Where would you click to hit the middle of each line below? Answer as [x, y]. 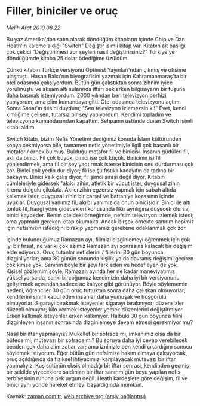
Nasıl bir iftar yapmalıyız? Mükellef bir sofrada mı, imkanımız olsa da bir [93, 334]
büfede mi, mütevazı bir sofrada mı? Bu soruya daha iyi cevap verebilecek [97, 340]
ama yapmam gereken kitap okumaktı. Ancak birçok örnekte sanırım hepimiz [100, 221]
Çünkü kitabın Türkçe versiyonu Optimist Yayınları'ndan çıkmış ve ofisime [96, 69]
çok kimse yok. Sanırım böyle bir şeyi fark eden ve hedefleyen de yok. [92, 265]
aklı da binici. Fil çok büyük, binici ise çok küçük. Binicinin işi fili [84, 157]
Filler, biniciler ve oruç [62, 11]
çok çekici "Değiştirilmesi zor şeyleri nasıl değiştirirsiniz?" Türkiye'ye [90, 51]
